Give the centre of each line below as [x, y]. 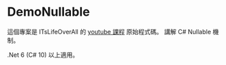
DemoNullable [49, 12]
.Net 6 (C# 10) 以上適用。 [43, 55]
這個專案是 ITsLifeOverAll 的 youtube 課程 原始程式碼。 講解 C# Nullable [109, 31]
